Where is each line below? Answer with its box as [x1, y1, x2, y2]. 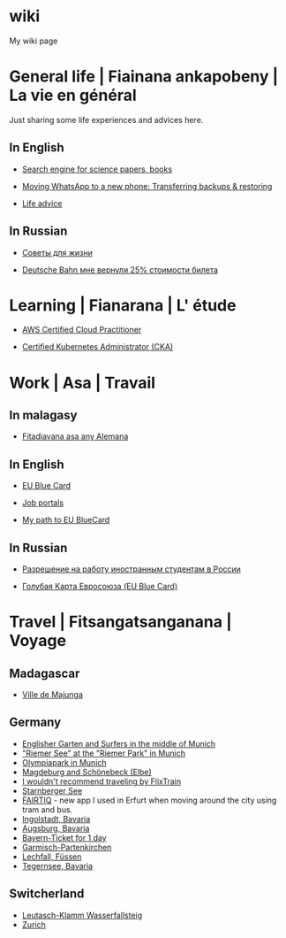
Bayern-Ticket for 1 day [21, 832, 108, 842]
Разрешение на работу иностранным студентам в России [21, 564, 241, 574]
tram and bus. [21, 803, 73, 815]
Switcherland [9, 887, 85, 902]
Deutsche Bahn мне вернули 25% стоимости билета [21, 264, 219, 275]
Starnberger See [21, 785, 83, 796]
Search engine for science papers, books [21, 164, 173, 174]
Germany [9, 715, 62, 730]
